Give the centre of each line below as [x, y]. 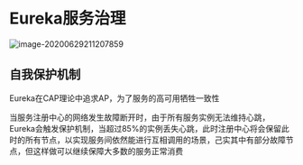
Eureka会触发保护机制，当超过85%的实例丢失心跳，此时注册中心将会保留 [146, 128]
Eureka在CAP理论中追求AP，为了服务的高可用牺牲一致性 [115, 98]
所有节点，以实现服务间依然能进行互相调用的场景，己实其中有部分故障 [155, 140]
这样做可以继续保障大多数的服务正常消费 [108, 151]
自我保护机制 [45, 74]
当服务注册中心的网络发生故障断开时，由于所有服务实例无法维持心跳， [140, 117]
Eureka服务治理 [68, 18]
